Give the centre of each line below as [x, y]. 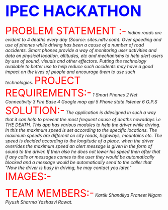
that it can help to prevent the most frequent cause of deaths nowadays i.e [83, 119]
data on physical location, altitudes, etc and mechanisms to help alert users [84, 56]
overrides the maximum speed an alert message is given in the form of [79, 146]
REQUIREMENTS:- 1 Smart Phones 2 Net [71, 93]
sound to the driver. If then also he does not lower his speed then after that [83, 151]
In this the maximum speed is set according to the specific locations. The [81, 130]
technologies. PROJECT [43, 81]
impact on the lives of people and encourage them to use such [70, 72]
